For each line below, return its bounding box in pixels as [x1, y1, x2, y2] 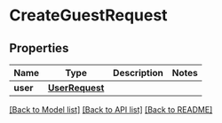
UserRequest [47, 81, 105, 94]
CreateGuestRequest [9, 5, 168, 26]
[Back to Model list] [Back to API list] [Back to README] [9, 104, 213, 115]
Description [112, 67, 164, 79]
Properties [9, 41, 69, 56]
